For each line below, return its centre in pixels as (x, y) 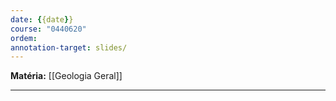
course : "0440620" (48, 29)
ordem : (24, 38)
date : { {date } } (42, 19)
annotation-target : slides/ (69, 47)
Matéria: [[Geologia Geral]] (66, 76)
